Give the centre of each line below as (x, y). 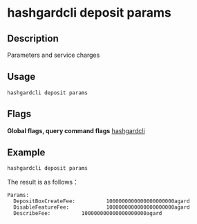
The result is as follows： (43, 182)
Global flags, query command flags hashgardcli (76, 130)
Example (26, 153)
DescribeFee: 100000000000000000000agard (88, 214)
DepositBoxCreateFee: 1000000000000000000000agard (102, 201)
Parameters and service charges (54, 55)
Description (33, 38)
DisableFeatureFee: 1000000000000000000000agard (102, 207)
